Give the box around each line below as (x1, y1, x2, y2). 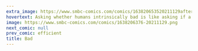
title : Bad (6, 36, 33, 42)
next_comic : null (6, 25, 49, 31)
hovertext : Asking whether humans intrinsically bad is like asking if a (6, 14, 192, 20)
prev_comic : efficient (6, 30, 62, 36)
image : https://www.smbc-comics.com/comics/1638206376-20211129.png (6, 19, 178, 25)
